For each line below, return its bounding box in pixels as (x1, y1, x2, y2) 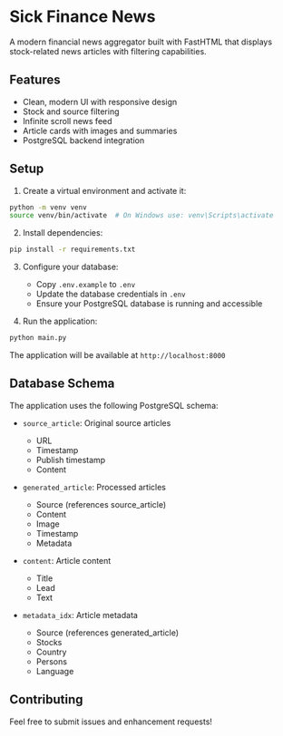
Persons (35, 655, 68, 667)
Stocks (35, 636, 63, 647)
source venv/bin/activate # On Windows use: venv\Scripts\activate (9, 211, 274, 220)
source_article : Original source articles (22, 417, 171, 428)
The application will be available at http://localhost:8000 (9, 350, 226, 361)
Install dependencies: (22, 228, 103, 238)
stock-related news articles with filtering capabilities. (9, 45, 207, 56)
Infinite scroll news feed (22, 115, 112, 126)
